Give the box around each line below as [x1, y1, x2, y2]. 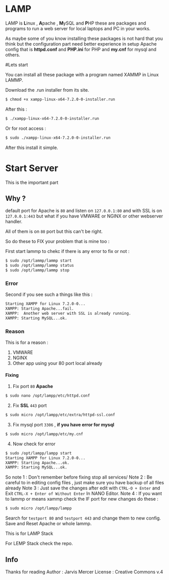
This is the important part [5, 179, 59, 185]
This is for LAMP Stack [5, 530, 54, 536]
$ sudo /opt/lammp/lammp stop [5, 268, 70, 273]
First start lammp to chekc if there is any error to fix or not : [5, 248, 130, 254]
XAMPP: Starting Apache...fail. [5, 306, 74, 311]
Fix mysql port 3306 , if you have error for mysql [12, 421, 115, 427]
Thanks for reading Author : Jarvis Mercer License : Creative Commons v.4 [5, 569, 163, 575]
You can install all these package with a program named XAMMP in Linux [5, 71, 159, 77]
